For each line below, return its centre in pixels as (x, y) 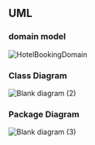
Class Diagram (38, 75)
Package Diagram (44, 114)
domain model (37, 37)
